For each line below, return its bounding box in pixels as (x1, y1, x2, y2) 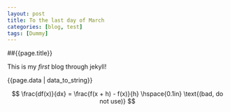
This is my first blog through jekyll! (7, 62, 107, 71)
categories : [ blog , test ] (7, 23, 82, 30)
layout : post (7, 10, 45, 17)
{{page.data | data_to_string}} (7, 76, 93, 85)
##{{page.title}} (7, 49, 52, 57)
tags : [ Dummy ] (7, 29, 49, 37)
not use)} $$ (99, 97, 136, 106)
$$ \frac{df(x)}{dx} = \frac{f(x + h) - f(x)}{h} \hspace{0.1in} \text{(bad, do (11, 90, 224, 98)
